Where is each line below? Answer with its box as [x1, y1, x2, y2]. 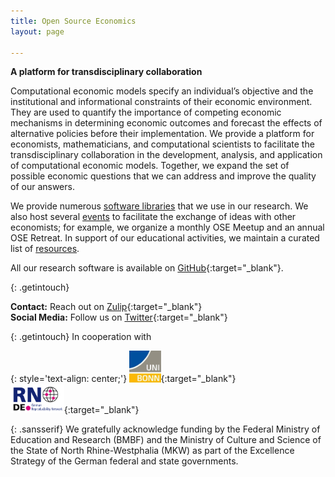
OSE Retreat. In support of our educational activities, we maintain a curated [10, 232, 320, 244]
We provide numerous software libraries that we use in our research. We [10, 200, 309, 212]
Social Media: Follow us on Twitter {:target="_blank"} [10, 311, 228, 324]
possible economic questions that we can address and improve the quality [10, 170, 317, 182]
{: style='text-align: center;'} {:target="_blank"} [10, 373, 237, 385]
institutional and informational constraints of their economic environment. [10, 96, 313, 108]
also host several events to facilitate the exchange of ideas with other [10, 211, 297, 223]
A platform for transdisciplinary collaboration [10, 66, 203, 78]
